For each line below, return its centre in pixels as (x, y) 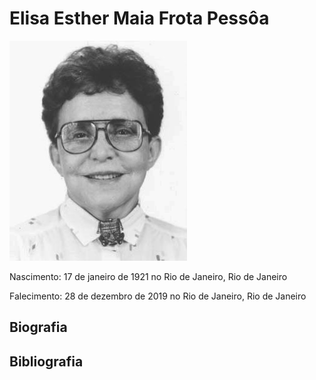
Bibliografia (46, 361)
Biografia (38, 327)
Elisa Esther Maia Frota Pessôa (139, 18)
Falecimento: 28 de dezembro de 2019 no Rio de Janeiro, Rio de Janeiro (158, 296)
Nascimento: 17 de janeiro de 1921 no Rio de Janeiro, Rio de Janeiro (148, 276)
